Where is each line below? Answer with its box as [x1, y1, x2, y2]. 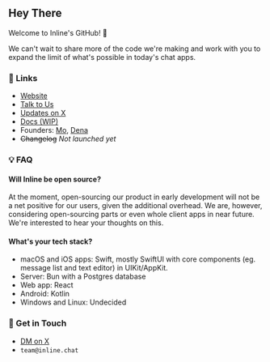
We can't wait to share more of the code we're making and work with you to [8, 44, 261, 53]
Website [19, 91, 49, 100]
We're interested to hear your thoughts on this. [8, 218, 164, 228]
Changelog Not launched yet [19, 134, 116, 144]
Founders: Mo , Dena [19, 126, 89, 135]
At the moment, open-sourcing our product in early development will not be [8, 192, 260, 202]
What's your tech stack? [8, 236, 93, 246]
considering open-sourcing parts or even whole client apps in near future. [8, 210, 255, 219]
